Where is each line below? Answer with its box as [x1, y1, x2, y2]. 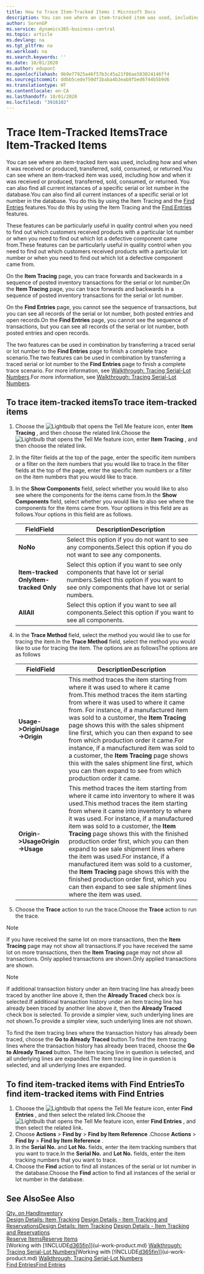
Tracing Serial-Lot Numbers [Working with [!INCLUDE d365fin [6, 1248, 158, 1255]
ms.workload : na [6, 49, 47, 55]
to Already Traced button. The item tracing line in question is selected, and [6, 1049, 194, 1056]
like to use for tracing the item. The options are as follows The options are [15, 644, 198, 652]
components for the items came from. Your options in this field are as [15, 505, 189, 512]
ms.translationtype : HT [6, 83, 67, 89]
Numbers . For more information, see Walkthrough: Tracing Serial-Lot [6, 373, 177, 380]
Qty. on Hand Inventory [6, 1210, 63, 1216]
